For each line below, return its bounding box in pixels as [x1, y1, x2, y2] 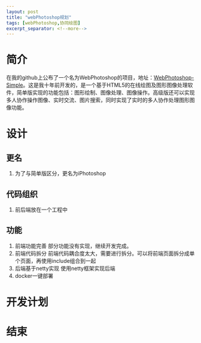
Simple [6, 81, 23, 89]
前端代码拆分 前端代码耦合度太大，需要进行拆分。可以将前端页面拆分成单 [14, 250, 195, 257]
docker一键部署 [14, 272, 54, 279]
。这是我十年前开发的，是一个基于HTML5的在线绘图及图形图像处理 [23, 81, 188, 89]
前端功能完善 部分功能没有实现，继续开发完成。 [14, 242, 132, 249]
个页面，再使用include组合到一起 [14, 257, 96, 264]
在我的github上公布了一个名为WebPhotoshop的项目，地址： [6, 74, 154, 81]
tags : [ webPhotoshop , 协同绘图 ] [6, 20, 81, 26]
